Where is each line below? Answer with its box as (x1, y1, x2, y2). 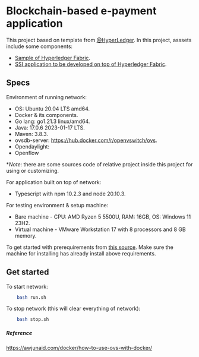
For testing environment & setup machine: (6, 201, 109, 208)
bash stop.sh (17, 317, 49, 323)
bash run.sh (17, 294, 46, 301)
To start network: (6, 283, 49, 290)
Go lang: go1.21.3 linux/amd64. (14, 118, 90, 125)
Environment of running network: (6, 93, 87, 100)
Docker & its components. (14, 111, 78, 118)
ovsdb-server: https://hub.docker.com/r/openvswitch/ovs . (14, 137, 157, 144)
